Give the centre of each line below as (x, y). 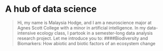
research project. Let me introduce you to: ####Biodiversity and (82, 38)
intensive (26, 33)
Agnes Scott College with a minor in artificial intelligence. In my (81, 27)
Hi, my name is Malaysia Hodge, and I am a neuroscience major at (84, 23)
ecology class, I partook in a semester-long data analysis (95, 33)
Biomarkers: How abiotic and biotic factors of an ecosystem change (86, 43)
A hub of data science (51, 9)
